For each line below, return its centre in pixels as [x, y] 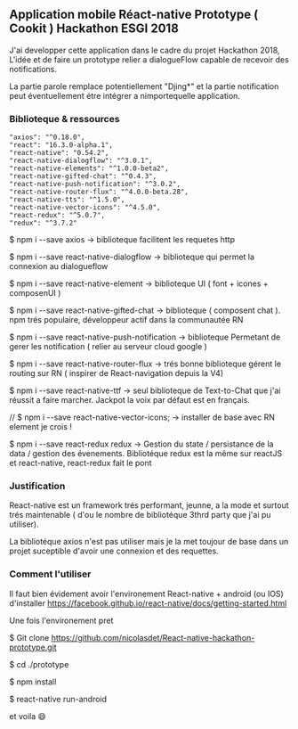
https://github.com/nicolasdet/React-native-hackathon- [153, 637]
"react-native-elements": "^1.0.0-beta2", [89, 168]
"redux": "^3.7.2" [43, 223]
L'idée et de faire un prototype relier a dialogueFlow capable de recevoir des [149, 59]
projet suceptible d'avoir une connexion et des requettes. [114, 551]
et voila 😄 [28, 716]
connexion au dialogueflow [59, 266]
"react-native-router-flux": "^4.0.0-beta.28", [99, 192]
